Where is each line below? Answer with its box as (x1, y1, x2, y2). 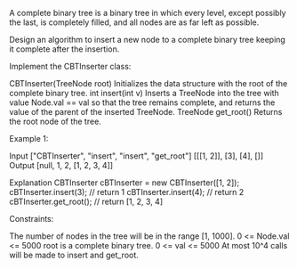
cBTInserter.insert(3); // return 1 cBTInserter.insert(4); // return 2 (9, 187, 245, 197)
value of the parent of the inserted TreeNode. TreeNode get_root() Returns (9, 107, 283, 117)
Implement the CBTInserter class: (9, 61, 132, 71)
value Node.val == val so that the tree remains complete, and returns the (9, 97, 276, 108)
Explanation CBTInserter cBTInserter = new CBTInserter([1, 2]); (9, 177, 240, 188)
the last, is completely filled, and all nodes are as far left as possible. (9, 17, 260, 28)
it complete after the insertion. (9, 44, 120, 54)
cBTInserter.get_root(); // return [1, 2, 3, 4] (9, 196, 163, 207)
